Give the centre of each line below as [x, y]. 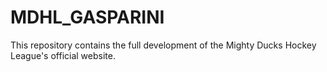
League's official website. [63, 55]
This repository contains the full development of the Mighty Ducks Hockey [163, 45]
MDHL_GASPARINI [87, 17]
